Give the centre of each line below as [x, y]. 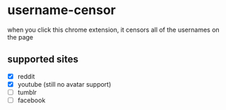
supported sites [43, 60]
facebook [31, 100]
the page [20, 37]
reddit [26, 76]
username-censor [62, 10]
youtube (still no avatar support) [64, 84]
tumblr [27, 92]
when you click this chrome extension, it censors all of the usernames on [114, 30]
